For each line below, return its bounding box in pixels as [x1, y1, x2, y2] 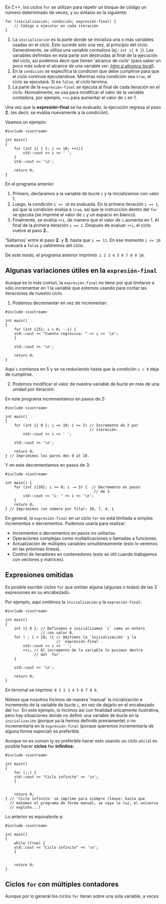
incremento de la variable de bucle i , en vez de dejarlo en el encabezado [5, 702, 155, 708]
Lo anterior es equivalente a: [5, 814, 63, 820]
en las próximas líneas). [12, 546, 61, 552]
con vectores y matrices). [12, 556, 65, 562]
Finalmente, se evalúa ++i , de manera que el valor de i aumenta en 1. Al [12, 217, 159, 223]
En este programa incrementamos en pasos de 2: [5, 396, 106, 402]
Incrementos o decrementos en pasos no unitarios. [12, 530, 116, 536]
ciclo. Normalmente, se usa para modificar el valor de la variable [12, 89, 144, 95]
